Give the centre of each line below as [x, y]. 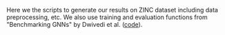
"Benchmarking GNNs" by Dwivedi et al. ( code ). [75, 24]
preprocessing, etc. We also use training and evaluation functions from [107, 17]
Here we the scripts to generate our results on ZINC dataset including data [112, 10]
